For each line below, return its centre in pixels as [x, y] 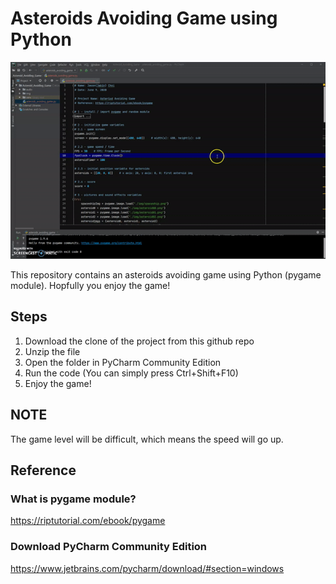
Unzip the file [52, 351]
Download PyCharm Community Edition [109, 547]
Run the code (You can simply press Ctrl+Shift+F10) [131, 373]
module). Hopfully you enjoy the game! [90, 285]
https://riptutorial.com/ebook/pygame [88, 521]
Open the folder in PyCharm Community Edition [123, 362]
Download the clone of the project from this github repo [139, 341]
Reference [43, 470]
